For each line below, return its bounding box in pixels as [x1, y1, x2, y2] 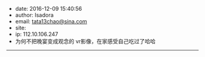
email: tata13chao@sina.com [15, 18, 87, 25]
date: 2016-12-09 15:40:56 [15, 5, 82, 12]
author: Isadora [15, 11, 54, 19]
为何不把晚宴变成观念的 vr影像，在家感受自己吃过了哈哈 [15, 38, 156, 44]
